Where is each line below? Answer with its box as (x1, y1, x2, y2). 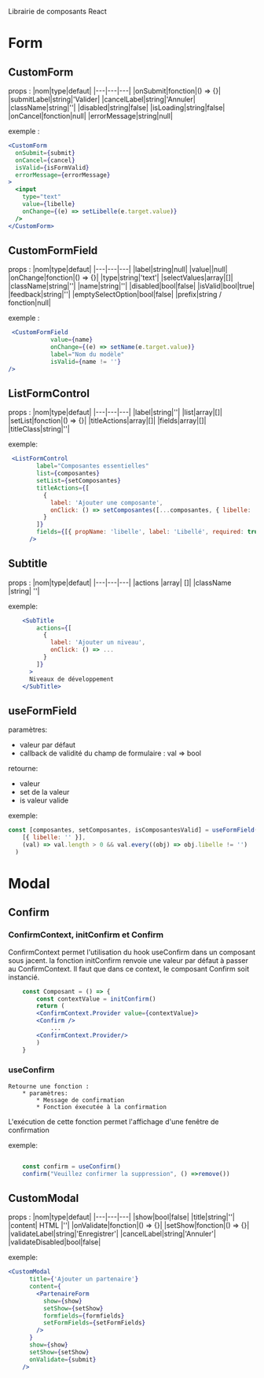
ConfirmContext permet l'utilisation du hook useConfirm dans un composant (8, 947, 256, 957)
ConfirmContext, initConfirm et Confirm (8, 929, 163, 940)
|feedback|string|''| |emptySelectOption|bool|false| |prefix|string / (8, 290, 222, 299)
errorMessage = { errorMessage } (15, 171, 111, 179)
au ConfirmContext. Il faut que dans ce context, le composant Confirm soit (8, 964, 250, 973)
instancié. (8, 972, 40, 982)
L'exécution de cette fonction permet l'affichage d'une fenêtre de (8, 1116, 219, 1126)
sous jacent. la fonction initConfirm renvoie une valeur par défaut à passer (8, 955, 249, 965)
